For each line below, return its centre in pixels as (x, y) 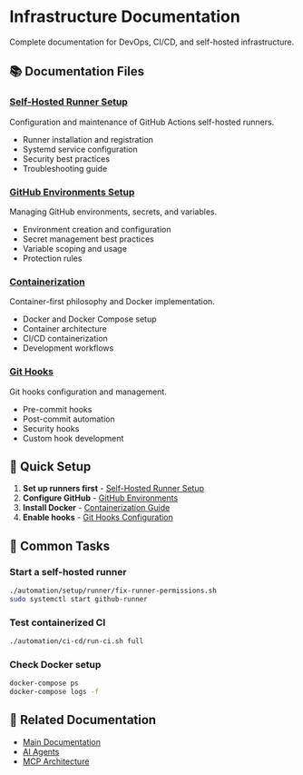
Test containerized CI (58, 622)
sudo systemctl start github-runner (78, 599)
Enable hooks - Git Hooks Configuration (98, 517)
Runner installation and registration (88, 139)
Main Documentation (62, 741)
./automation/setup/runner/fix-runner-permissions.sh (113, 591)
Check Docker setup (55, 664)
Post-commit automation (68, 419)
